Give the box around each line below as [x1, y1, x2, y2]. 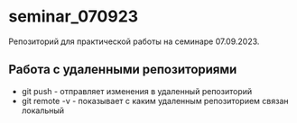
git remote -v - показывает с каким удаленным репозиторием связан [21, 95, 290, 106]
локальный [21, 105, 65, 116]
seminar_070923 [8, 6, 139, 27]
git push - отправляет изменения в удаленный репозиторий [21, 85, 253, 96]
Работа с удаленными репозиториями [8, 62, 237, 77]
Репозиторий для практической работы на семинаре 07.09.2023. [8, 36, 260, 47]
